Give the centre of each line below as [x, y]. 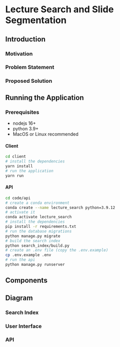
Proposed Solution [29, 81]
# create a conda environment [38, 203]
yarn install [19, 166]
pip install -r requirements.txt [41, 227]
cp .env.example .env [28, 255]
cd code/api [18, 198]
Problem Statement [30, 67]
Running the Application [45, 97]
